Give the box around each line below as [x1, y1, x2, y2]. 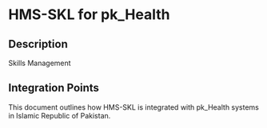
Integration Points [8, 81, 100, 95]
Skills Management [8, 58, 71, 68]
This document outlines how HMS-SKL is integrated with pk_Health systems [8, 102, 260, 112]
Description [8, 37, 68, 51]
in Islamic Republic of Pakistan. [8, 111, 111, 120]
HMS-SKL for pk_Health [8, 6, 170, 24]
